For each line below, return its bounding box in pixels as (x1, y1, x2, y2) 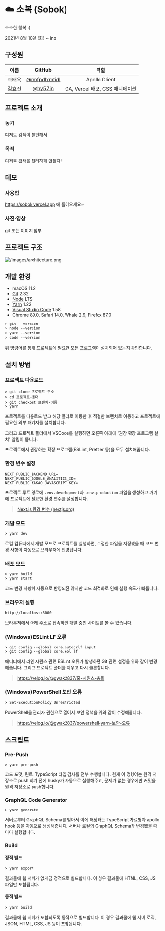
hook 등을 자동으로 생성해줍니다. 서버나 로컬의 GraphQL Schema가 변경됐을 (5, 823, 153, 829)
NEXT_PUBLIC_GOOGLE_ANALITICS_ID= (5, 476, 76, 481)
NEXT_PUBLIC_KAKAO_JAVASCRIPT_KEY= (5, 480, 78, 485)
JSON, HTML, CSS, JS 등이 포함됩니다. (5, 920, 82, 926)
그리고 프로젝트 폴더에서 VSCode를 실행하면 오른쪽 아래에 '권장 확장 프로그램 (5, 430, 154, 436)
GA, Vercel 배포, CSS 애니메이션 (65, 85, 137, 92)
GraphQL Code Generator (5, 796, 67, 803)
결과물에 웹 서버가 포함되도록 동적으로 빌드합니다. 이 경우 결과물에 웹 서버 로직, (5, 914, 156, 920)
